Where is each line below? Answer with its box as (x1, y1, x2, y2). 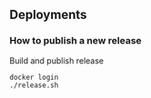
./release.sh (9, 81, 59, 90)
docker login (9, 73, 59, 82)
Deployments (9, 7, 87, 23)
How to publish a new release (9, 34, 143, 47)
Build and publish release (9, 54, 105, 66)
